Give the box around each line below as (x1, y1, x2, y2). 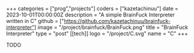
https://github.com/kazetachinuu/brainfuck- (64, 18, 171, 24)
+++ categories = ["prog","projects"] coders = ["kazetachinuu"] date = (6, 5, 179, 12)
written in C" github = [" (6, 18, 64, 24)
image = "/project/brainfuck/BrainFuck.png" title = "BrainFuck (37, 24, 188, 31)
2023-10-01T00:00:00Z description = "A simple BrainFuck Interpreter (6, 11, 175, 18)
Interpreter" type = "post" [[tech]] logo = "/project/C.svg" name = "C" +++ (6, 30, 188, 37)
